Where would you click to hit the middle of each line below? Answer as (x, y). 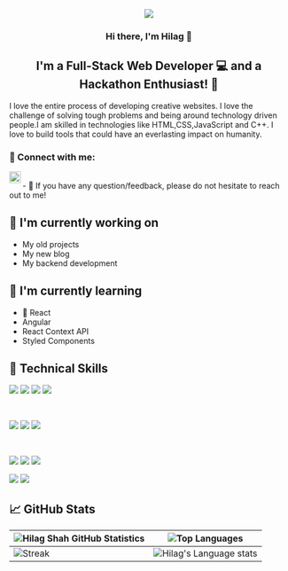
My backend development (70, 263)
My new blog (46, 254)
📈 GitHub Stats (52, 509)
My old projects (51, 244)
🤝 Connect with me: (52, 157)
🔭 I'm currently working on (84, 223)
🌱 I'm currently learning (76, 291)
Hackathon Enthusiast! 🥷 (149, 85)
